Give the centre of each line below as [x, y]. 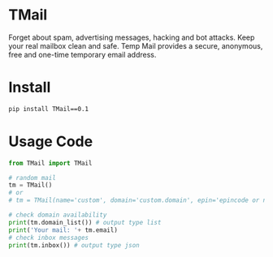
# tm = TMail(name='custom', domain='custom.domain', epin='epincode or [134, 200]
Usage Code [51, 141]
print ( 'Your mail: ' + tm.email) [63, 230]
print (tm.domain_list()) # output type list [85, 222]
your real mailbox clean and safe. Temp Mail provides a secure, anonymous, [136, 45]
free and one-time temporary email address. [82, 54]
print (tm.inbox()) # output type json [74, 245]
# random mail [32, 178]
